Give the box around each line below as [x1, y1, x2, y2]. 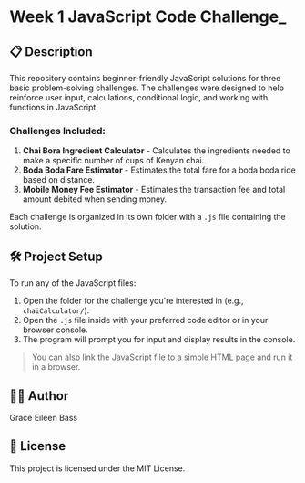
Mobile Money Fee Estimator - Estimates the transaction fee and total [22, 184, 286, 195]
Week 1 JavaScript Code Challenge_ [9, 6, 287, 27]
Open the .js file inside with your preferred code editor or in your [22, 315, 269, 326]
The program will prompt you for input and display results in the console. [22, 334, 296, 345]
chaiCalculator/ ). [22, 305, 90, 316]
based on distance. [22, 174, 96, 185]
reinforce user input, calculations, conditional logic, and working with [9, 92, 269, 102]
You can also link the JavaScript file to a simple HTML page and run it [31, 352, 293, 362]
